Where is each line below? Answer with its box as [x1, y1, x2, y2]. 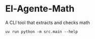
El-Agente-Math [5, 3, 75, 14]
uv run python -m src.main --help [5, 29, 78, 34]
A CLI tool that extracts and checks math [5, 19, 90, 25]
